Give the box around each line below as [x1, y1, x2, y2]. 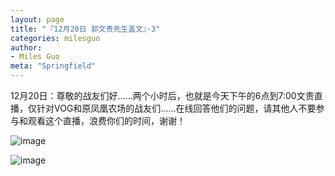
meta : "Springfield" [10, 61, 97, 71]
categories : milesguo [10, 33, 101, 43]
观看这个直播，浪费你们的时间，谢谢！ [27, 115, 186, 126]
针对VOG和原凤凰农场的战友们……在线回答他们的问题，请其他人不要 [36, 102, 317, 114]
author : [10, 42, 43, 53]
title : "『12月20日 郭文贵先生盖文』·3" [10, 24, 161, 34]
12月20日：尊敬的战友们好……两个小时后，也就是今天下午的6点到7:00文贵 [10, 90, 315, 101]
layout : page [10, 14, 65, 25]
